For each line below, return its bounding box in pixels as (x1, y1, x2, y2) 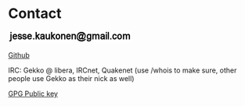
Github (8, 50, 30, 59)
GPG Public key (8, 89, 59, 98)
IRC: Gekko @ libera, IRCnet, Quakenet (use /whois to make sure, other (8, 65, 237, 75)
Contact (8, 5, 62, 23)
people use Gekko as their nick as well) (8, 73, 135, 83)
